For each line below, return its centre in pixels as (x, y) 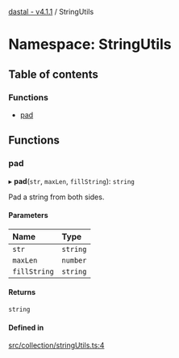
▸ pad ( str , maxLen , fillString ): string (72, 181)
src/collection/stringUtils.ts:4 (56, 345)
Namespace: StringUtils (90, 45)
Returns (22, 292)
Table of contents (53, 74)
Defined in (26, 327)
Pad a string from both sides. (56, 197)
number (74, 260)
